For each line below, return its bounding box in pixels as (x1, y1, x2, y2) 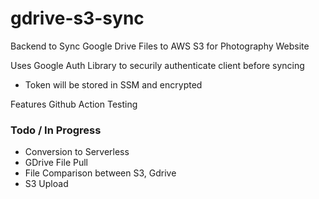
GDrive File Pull (24, 157, 88, 169)
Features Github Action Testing (10, 98, 138, 110)
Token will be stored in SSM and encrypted (24, 78, 203, 91)
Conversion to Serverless (24, 146, 130, 158)
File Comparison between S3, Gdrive (24, 167, 177, 179)
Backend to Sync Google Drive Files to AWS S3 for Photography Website (10, 40, 310, 52)
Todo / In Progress (10, 123, 102, 137)
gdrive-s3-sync (10, 7, 145, 30)
